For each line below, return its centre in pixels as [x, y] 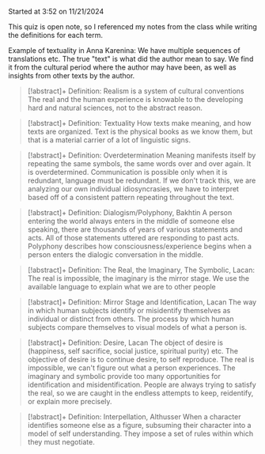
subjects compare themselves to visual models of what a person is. [137, 327]
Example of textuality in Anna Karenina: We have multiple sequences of [124, 50]
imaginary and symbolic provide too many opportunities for [124, 376]
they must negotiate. [61, 442]
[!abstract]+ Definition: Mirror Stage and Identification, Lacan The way [142, 302]
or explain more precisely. [70, 401]
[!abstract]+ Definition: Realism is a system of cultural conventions [136, 91]
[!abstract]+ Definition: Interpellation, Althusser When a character [134, 417]
